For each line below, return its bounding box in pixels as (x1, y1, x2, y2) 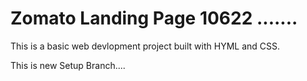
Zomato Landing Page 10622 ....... (10, 7, 298, 30)
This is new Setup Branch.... (10, 59, 126, 71)
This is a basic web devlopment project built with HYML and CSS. (10, 40, 281, 52)
